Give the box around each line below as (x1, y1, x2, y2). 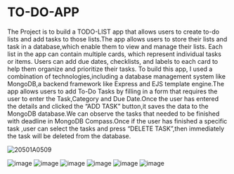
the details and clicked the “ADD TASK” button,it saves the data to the (7, 102, 209, 110)
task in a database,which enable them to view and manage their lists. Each (7, 42, 223, 51)
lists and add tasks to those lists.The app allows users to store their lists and (7, 34, 228, 43)
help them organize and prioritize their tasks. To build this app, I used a (7, 65, 213, 73)
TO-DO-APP (7, 4, 79, 20)
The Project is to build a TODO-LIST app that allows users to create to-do (7, 27, 220, 36)
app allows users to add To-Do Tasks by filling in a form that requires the (7, 87, 218, 95)
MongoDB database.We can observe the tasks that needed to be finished (7, 109, 220, 118)
